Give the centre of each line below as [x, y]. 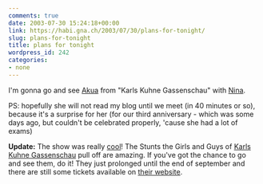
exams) [21, 131]
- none [19, 68]
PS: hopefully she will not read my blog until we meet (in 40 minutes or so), [132, 105]
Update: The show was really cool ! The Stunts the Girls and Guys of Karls [130, 146]
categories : [28, 61]
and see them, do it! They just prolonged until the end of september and [127, 163]
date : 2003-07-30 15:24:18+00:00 [64, 23]
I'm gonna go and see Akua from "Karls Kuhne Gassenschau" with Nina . [127, 90]
